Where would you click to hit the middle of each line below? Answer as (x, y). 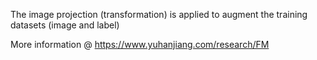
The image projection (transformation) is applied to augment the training (159, 14)
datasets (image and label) (65, 25)
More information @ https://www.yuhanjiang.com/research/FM (140, 44)
